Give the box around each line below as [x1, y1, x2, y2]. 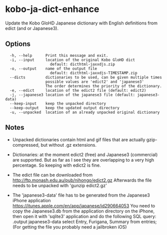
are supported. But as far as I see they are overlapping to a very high [12, 157, 154, 163]
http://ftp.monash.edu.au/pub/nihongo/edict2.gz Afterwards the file [12, 177, 152, 183]
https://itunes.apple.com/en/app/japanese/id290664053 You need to [12, 203, 155, 209]
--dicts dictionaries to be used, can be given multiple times [9, 75, 162, 80]
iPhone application [12, 197, 51, 203]
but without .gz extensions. [40, 142, 96, 148]
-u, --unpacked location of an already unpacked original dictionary [9, 110, 160, 115]
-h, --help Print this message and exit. [9, 53, 108, 58]
